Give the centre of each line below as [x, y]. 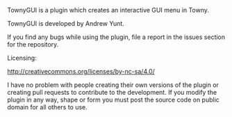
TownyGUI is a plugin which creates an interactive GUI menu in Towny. [108, 10]
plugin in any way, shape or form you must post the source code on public [114, 100]
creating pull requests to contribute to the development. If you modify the [112, 92]
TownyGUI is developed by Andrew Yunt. [66, 23]
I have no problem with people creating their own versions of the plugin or [113, 85]
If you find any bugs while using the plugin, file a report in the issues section [116, 37]
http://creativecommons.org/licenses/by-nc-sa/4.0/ [81, 71]
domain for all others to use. [48, 107]
